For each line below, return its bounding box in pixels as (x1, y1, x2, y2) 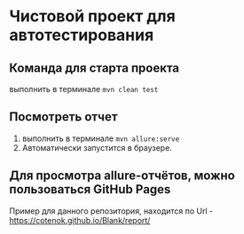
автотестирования (9, 25, 154, 45)
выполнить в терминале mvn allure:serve (21, 133, 180, 144)
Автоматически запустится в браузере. (21, 142, 173, 152)
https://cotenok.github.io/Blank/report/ (9, 214, 151, 225)
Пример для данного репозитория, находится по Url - (9, 206, 214, 216)
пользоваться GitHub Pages (9, 182, 171, 197)
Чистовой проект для (9, 6, 176, 27)
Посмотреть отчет (9, 109, 118, 125)
